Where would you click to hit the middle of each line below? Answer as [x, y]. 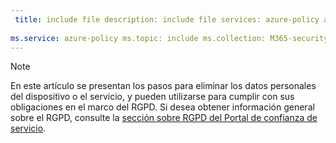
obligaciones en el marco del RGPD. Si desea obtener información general [162, 107]
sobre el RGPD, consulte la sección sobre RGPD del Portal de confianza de [164, 118]
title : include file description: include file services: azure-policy [167, 19]
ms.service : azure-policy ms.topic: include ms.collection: [138, 38]
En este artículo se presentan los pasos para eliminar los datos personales [163, 86]
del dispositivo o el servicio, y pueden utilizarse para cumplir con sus [152, 97]
